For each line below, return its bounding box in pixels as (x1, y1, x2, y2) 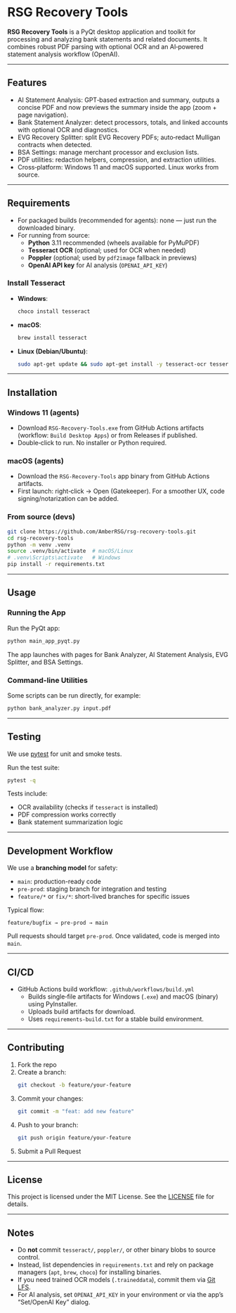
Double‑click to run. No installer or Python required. (17, 439, 167, 447)
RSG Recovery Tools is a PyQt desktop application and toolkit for (7, 27, 196, 36)
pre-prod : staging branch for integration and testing (17, 885, 167, 893)
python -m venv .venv (7, 541, 71, 549)
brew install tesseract (17, 334, 88, 341)
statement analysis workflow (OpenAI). (7, 50, 120, 58)
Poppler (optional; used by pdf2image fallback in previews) (27, 253, 197, 262)
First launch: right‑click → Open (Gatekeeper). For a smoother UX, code (17, 487, 225, 496)
